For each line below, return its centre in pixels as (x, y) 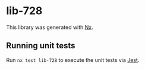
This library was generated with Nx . (50, 27)
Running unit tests (41, 46)
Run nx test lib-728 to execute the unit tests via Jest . (73, 60)
